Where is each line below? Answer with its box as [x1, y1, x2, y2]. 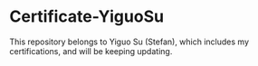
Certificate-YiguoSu [9, 6, 165, 27]
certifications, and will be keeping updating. [9, 45, 173, 56]
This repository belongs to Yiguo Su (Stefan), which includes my [9, 36, 250, 47]
